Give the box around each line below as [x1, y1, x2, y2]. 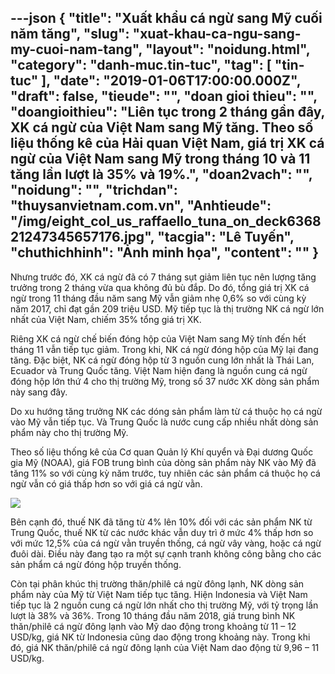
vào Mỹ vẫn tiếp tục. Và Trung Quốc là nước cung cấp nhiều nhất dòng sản [10, 416, 319, 428]
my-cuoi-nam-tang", [10, 41, 143, 58]
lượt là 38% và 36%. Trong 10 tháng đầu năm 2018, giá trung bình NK [10, 609, 296, 621]
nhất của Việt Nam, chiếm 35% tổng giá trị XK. [10, 313, 202, 325]
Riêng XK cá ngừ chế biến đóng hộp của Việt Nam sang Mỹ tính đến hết [10, 332, 307, 345]
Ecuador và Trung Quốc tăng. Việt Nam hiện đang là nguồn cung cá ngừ [10, 364, 308, 376]
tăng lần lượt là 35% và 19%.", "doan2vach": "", [10, 166, 313, 183]
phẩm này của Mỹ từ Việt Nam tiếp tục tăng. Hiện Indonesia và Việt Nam [10, 588, 308, 600]
